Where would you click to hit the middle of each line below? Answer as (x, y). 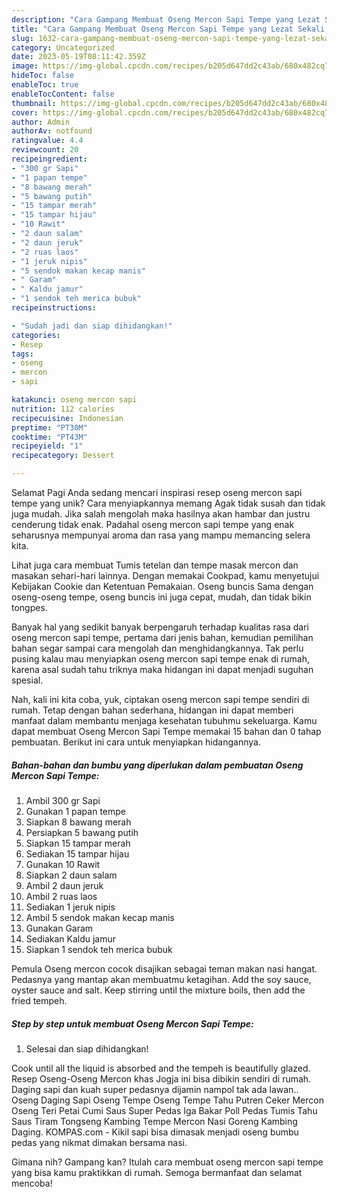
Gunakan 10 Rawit (63, 864)
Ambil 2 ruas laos (61, 896)
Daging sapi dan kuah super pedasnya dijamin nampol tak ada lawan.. (155, 1089)
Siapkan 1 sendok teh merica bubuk (99, 949)
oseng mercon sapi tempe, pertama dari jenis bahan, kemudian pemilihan (162, 637)
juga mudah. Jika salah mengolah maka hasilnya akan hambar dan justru (161, 514)
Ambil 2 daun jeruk (64, 885)
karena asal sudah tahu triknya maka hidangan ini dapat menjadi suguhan (162, 669)
